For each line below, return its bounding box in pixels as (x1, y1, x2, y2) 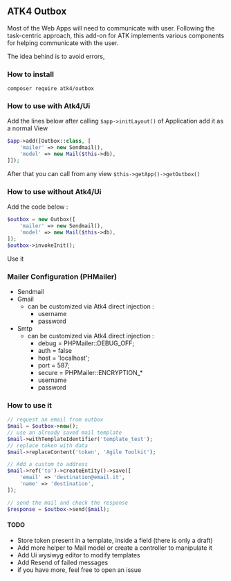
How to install (7, 69, 54, 79)
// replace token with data (7, 442, 89, 449)
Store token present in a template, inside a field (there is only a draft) (17, 536, 213, 544)
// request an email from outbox (7, 416, 104, 424)
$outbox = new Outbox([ (7, 216, 76, 223)
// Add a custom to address (7, 461, 89, 468)
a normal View (7, 124, 48, 132)
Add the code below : (7, 202, 68, 211)
